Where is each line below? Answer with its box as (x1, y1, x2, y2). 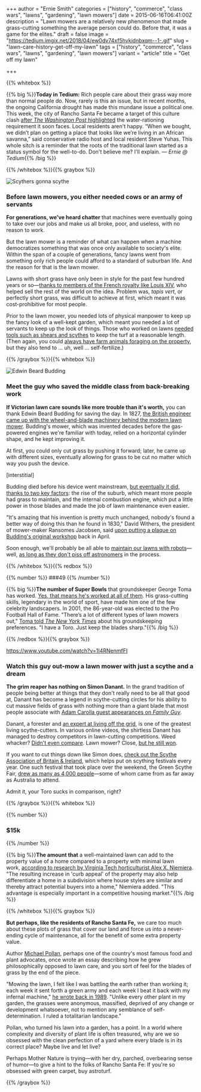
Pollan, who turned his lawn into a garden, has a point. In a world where (6, 1024, 182, 1031)
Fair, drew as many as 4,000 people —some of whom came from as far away (6, 770, 194, 777)
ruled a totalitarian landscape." (45, 1012, 121, 1019)
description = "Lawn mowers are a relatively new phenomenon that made (6, 18, 187, 25)
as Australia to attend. (6, 776, 60, 783)
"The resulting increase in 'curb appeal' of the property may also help (6, 870, 178, 877)
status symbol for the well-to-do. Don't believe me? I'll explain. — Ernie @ (6, 148, 188, 155)
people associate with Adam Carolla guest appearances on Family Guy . (6, 708, 182, 716)
